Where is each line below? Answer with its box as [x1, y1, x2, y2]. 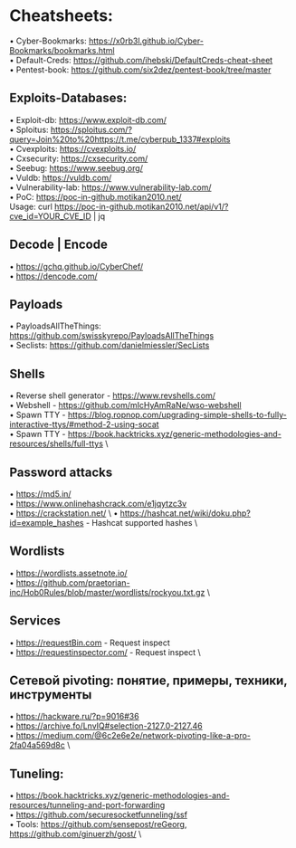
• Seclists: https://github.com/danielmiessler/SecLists [9, 340, 210, 351]
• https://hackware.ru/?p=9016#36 [9, 711, 139, 722]
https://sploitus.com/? [50, 124, 133, 135]
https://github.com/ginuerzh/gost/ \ [9, 829, 142, 840]
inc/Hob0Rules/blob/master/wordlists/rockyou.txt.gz [9, 586, 205, 597]
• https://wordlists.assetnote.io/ [9, 567, 129, 578]
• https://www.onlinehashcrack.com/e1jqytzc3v [9, 499, 187, 509]
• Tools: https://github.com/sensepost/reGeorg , [9, 819, 187, 830]
